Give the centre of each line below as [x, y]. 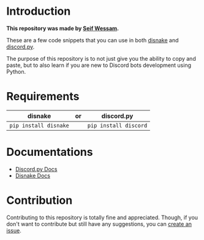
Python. [16, 71]
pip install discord [117, 125]
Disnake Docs [33, 176]
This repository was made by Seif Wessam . [63, 28]
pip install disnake [39, 125]
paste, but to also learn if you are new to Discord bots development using [99, 65]
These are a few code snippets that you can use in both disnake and [93, 40]
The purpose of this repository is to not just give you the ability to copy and [101, 58]
